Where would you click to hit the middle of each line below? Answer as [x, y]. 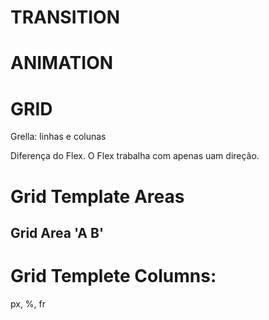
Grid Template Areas [97, 196]
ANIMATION [62, 63]
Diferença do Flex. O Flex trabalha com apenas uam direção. [135, 156]
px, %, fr [28, 303]
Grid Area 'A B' [57, 232]
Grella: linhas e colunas [58, 137]
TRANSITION [65, 17]
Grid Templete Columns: [113, 276]
